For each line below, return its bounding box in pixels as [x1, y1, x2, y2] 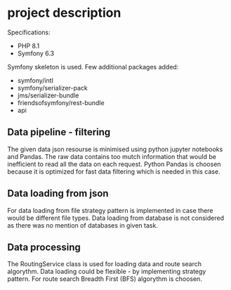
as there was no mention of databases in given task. [7, 221, 158, 229]
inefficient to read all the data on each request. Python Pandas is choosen [7, 160, 221, 168]
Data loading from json [7, 188, 109, 200]
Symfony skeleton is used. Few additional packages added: [7, 62, 179, 71]
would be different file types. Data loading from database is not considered [7, 214, 225, 222]
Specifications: [7, 28, 51, 36]
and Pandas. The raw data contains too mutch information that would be [7, 152, 216, 160]
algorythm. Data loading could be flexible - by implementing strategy [7, 268, 206, 276]
